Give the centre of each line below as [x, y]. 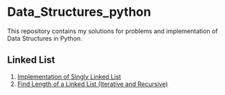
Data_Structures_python [79, 12]
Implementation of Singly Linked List [69, 76]
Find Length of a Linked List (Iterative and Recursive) [92, 84]
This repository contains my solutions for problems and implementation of [112, 31]
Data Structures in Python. [45, 38]
